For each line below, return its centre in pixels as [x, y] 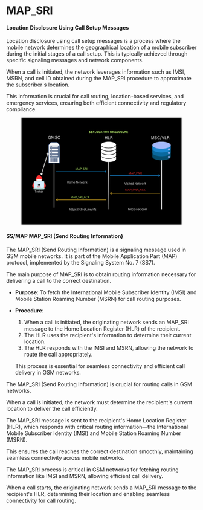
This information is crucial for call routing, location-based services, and [95, 97]
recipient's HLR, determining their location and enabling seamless [88, 494]
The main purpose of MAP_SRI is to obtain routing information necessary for [101, 274]
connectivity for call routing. [41, 500]
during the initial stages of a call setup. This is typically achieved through [97, 54]
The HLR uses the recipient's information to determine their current [108, 335]
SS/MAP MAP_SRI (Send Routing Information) [65, 236]
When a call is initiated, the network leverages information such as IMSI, [96, 72]
